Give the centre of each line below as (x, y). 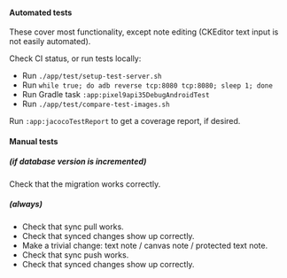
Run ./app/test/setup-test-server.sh (92, 76)
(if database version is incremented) (78, 162)
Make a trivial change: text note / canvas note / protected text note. (145, 245)
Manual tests (34, 141)
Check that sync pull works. (73, 227)
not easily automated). (50, 42)
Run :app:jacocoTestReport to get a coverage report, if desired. (125, 121)
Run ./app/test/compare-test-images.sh (96, 104)
